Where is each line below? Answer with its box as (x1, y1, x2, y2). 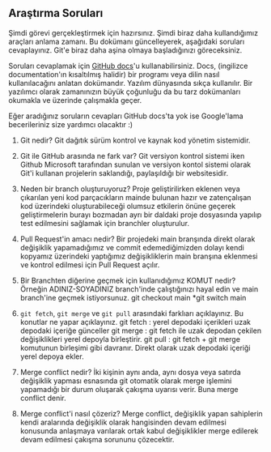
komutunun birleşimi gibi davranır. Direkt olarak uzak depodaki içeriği (19, 343, 251, 352)
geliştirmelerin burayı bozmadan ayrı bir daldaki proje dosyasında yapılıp (19, 210, 262, 220)
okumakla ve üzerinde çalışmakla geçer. (8, 95, 142, 104)
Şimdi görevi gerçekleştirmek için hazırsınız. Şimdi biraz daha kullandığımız (8, 28, 259, 37)
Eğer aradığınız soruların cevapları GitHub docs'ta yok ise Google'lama (8, 111, 244, 121)
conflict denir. (19, 393, 66, 403)
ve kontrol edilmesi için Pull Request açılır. (19, 259, 160, 270)
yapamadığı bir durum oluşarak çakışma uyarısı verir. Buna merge (19, 384, 239, 394)
